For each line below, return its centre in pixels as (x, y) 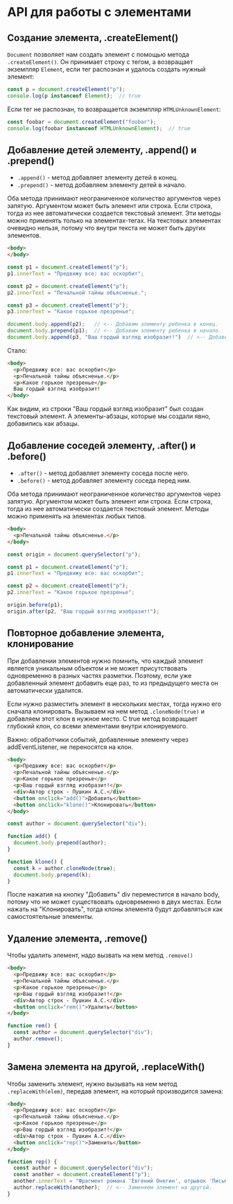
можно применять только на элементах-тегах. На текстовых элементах (114, 220)
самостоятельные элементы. (50, 917)
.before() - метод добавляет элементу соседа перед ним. (104, 480)
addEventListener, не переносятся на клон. (70, 747)
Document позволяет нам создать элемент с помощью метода (98, 54)
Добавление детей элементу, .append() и (102, 150)
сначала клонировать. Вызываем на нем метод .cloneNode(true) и (106, 711)
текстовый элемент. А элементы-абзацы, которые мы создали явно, (109, 416)
